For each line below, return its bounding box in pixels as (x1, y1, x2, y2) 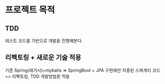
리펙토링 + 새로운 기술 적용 (5, 53, 81, 62)
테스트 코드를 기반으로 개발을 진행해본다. (5, 38, 83, 43)
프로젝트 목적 (5, 4, 55, 16)
